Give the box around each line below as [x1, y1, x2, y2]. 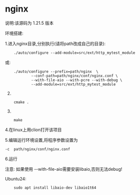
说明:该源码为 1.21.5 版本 [5, 20, 54, 26]
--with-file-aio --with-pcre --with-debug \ [31, 78, 123, 82]
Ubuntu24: [5, 176, 27, 181]
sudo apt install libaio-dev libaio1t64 [14, 185, 96, 190]
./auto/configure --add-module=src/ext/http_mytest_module [14, 50, 136, 55]
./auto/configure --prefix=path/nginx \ [14, 69, 98, 74]
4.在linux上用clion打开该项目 [5, 127, 62, 132]
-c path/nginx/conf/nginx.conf [5, 146, 70, 151]
